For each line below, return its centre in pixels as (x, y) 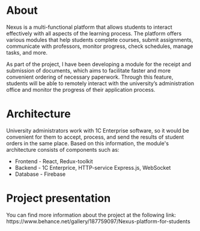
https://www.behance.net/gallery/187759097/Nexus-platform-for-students (98, 221)
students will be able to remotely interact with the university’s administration (100, 83)
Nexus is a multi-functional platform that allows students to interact (89, 27)
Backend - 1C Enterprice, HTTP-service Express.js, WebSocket (93, 167)
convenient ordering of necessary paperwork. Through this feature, (90, 77)
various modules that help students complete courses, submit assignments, (100, 40)
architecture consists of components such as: (63, 149)
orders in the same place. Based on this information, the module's (88, 143)
